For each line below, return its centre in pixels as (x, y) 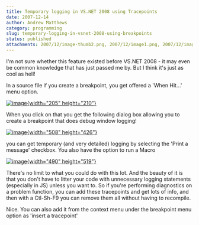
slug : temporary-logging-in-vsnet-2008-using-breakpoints (79, 34)
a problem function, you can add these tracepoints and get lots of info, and (98, 191)
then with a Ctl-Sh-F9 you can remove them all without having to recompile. (99, 198)
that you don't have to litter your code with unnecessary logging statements (99, 179)
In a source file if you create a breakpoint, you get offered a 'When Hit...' (94, 85)
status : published (29, 39)
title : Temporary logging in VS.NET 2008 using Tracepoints (82, 12)
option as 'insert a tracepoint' (42, 216)
